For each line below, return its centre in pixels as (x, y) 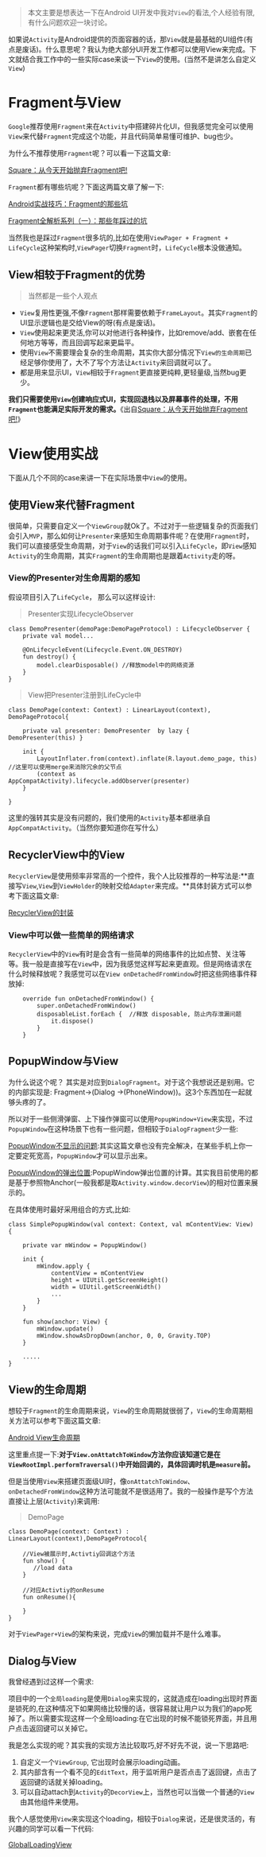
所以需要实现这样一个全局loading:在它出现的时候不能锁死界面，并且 (139, 1719)
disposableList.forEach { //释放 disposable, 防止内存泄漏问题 (139, 1014)
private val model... (58, 635)
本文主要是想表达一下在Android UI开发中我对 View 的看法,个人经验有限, (141, 12)
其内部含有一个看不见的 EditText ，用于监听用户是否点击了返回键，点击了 (139, 1772)
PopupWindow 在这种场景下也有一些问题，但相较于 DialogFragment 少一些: (123, 1129)
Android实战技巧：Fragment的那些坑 (68, 204)
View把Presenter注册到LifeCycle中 (84, 694)
